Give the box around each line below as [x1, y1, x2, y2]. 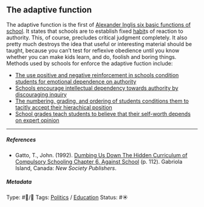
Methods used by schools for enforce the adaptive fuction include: [6, 59, 173, 67]
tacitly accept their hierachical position [15, 103, 112, 111]
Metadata [6, 178, 32, 186]
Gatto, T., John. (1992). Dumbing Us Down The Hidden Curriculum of [15, 151, 188, 158]
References [6, 136, 36, 143]
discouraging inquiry [15, 90, 67, 98]
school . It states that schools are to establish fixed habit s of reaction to [6, 27, 183, 35]
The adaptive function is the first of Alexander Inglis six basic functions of [6, 21, 191, 28]
